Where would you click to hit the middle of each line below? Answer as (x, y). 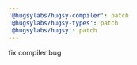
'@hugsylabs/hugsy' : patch (53, 30)
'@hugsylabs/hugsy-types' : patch (63, 23)
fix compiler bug (35, 53)
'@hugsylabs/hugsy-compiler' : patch (68, 15)
